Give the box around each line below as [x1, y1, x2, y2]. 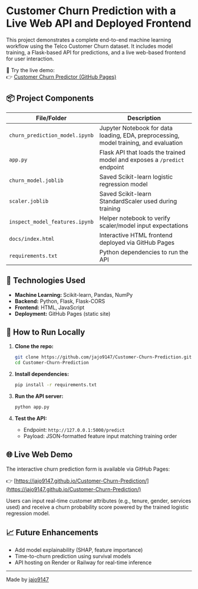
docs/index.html [9, 235, 55, 242]
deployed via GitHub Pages [99, 238, 175, 247]
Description [127, 114, 161, 122]
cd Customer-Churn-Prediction [14, 360, 90, 366]
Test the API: [14, 415, 47, 422]
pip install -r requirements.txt [14, 382, 97, 388]
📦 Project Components [6, 93, 94, 103]
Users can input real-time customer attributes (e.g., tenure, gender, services [6, 497, 192, 504]
